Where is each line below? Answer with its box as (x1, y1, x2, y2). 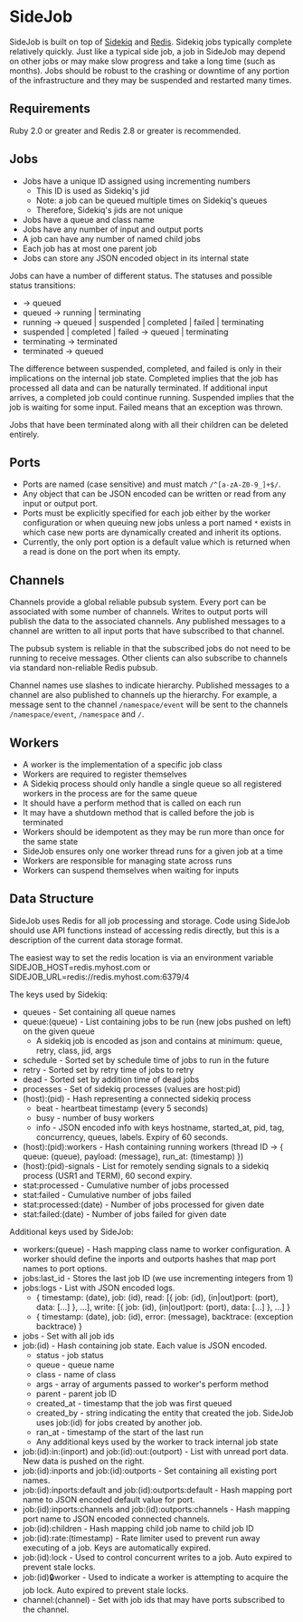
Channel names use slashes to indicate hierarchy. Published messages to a (9, 680, 289, 690)
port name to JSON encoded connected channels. (22, 1513, 211, 1524)
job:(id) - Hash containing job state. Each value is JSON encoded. (22, 1339, 268, 1351)
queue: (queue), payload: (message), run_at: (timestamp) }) (22, 1151, 244, 1162)
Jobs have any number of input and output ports (22, 224, 204, 235)
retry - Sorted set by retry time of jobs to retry (22, 1064, 194, 1075)
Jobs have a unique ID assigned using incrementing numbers (22, 175, 251, 187)
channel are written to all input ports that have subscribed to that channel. (9, 625, 285, 636)
